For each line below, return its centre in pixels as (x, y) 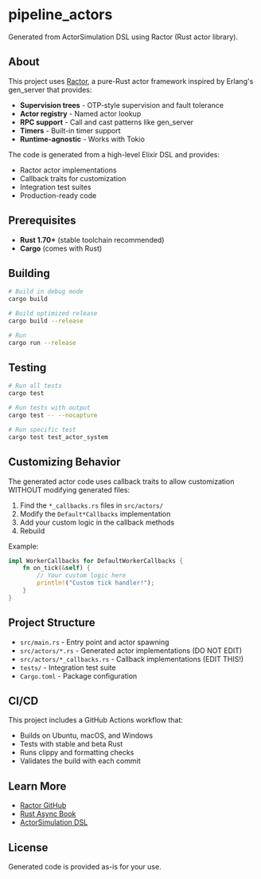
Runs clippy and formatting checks (77, 753)
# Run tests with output (49, 408)
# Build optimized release (53, 314)
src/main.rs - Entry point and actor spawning (94, 642)
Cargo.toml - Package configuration (78, 675)
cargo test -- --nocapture (53, 416)
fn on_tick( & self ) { (56, 568)
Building (29, 273)
